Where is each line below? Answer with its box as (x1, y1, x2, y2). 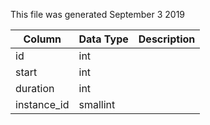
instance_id (15, 98, 70, 111)
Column (23, 32, 62, 46)
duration (15, 82, 55, 95)
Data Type (78, 32, 129, 46)
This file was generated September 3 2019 (10, 9, 186, 20)
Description (138, 32, 196, 46)
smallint (78, 98, 116, 111)
